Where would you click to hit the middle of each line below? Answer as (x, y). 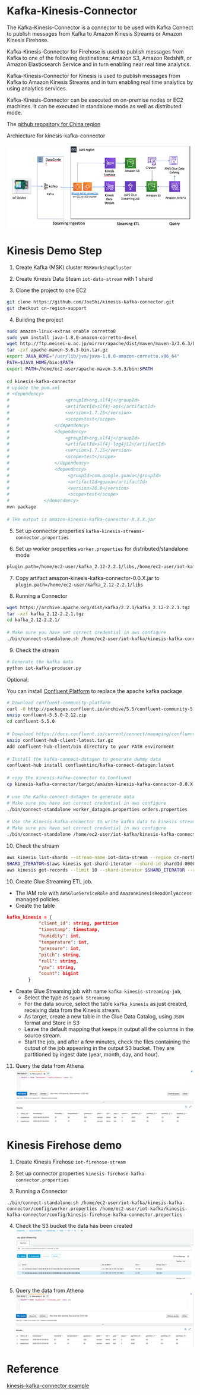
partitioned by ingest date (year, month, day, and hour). (92, 1055)
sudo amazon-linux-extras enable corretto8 (61, 331)
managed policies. (38, 899)
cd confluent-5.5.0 (31, 722)
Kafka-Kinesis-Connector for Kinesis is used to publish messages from (93, 76)
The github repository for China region (54, 124)
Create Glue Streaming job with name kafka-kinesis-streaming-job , (98, 991)
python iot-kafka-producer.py (44, 668)
